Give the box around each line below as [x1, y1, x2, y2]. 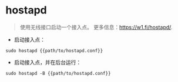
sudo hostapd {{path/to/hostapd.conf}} [5, 47, 103, 53]
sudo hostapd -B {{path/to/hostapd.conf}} [5, 70, 111, 76]
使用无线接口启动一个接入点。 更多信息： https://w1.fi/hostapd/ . [19, 23, 173, 30]
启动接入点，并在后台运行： [14, 59, 82, 66]
